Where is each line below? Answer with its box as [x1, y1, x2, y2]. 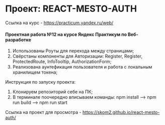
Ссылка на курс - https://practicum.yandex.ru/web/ [5, 20, 114, 26]
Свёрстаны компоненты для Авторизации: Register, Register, [12, 53, 142, 59]
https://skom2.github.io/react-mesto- [82, 109, 160, 115]
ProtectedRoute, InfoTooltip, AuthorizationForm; [12, 58, 112, 65]
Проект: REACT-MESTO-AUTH [5, 3, 137, 15]
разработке [5, 36, 31, 43]
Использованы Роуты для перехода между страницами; [12, 48, 134, 54]
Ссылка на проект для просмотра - [5, 109, 81, 115]
